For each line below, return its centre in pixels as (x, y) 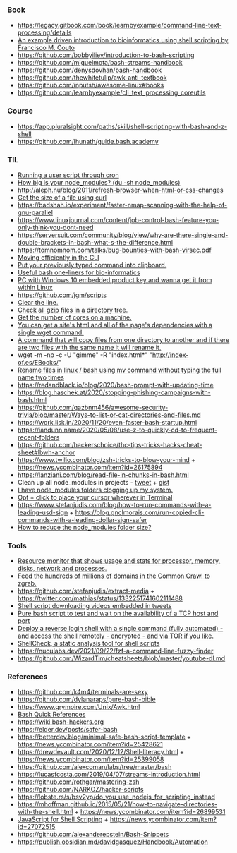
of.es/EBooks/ (38, 362)
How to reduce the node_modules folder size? (84, 527)
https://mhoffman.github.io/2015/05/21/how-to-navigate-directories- (117, 804)
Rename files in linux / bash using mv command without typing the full (120, 370)
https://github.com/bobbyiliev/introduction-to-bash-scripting (106, 55)
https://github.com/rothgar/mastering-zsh (78, 782)
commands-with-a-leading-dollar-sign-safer (82, 519)
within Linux (35, 287)
